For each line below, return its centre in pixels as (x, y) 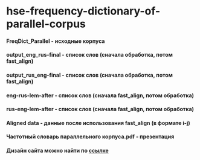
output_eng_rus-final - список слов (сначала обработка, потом (90, 55)
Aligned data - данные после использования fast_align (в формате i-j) (98, 123)
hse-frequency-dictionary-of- (83, 11)
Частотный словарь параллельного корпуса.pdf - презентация (90, 136)
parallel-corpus (46, 24)
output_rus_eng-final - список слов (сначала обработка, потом (90, 75)
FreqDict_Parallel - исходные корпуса (56, 41)
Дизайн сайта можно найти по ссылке (57, 150)
